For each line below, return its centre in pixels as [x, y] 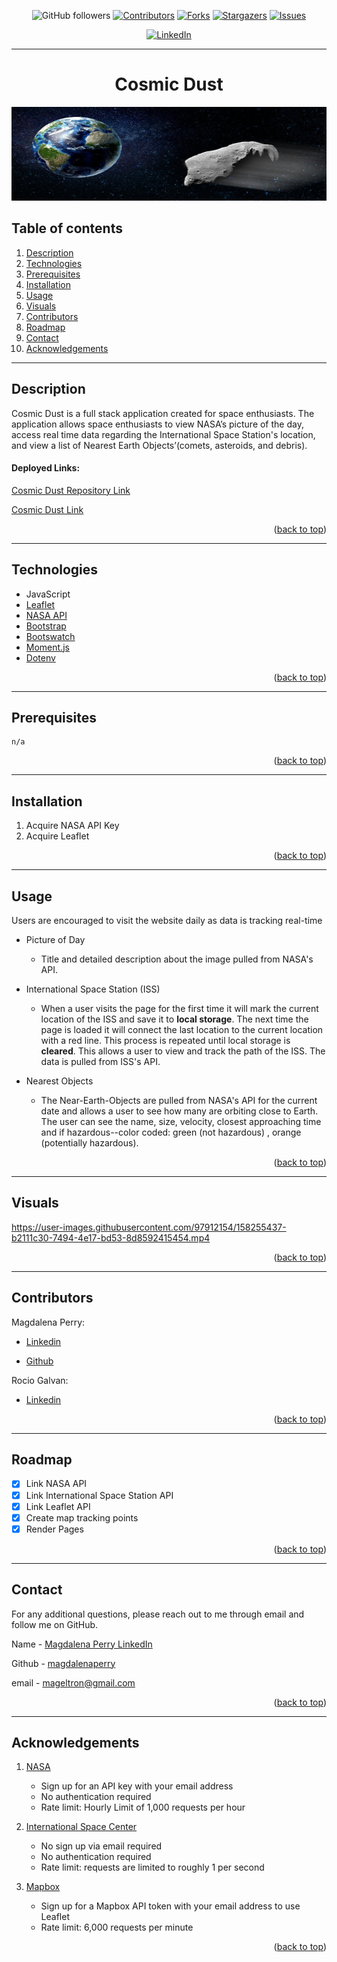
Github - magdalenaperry [63, 1663]
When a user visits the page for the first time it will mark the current [179, 1009]
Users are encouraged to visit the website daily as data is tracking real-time [167, 921]
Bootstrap [46, 626]
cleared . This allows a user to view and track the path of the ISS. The [183, 1051]
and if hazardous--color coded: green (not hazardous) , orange [171, 1132]
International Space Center [81, 1827]
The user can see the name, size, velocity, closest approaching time [181, 1122]
